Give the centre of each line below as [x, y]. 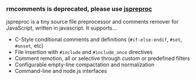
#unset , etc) [29, 46]
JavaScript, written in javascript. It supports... [62, 28]
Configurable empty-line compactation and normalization [85, 65]
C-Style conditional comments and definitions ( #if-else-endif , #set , [98, 40]
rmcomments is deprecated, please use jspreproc [79, 9]
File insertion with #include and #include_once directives [83, 52]
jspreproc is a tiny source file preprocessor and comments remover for [92, 22]
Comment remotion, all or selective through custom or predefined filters [102, 59]
